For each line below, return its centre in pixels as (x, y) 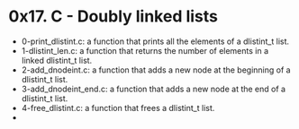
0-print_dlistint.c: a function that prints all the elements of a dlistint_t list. (155, 41)
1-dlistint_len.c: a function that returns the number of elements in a (145, 50)
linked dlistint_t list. (57, 60)
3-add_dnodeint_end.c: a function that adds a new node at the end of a (153, 89)
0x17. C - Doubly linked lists (113, 17)
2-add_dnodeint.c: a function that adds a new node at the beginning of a (156, 70)
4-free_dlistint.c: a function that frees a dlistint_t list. (118, 107)
